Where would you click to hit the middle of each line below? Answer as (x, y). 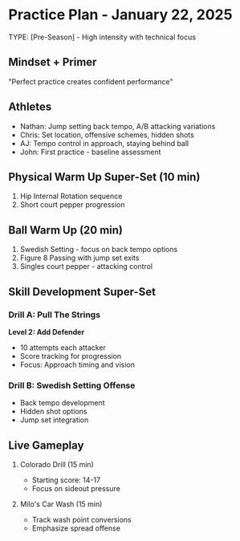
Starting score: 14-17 (66, 480)
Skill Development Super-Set (82, 292)
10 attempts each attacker (63, 348)
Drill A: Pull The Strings (55, 315)
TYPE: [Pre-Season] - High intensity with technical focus (102, 37)
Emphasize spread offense (76, 528)
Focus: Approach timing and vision (77, 364)
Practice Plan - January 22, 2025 (120, 15)
